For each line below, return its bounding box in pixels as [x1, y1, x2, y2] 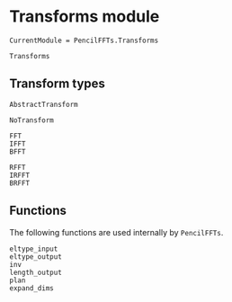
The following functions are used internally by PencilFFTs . [9, 226, 224, 237]
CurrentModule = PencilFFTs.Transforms [9, 36, 159, 45]
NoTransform [9, 115, 54, 125]
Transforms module [9, 6, 160, 27]
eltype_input [9, 244, 58, 253]
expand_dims [9, 283, 54, 293]
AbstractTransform [9, 100, 78, 109]
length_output [9, 268, 63, 277]
